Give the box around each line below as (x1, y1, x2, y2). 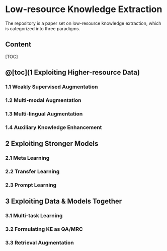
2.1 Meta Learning (5, 155, 50, 162)
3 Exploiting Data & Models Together (5, 197, 122, 206)
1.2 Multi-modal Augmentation (5, 97, 81, 104)
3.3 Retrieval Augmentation (5, 239, 74, 246)
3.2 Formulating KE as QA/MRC (5, 226, 83, 233)
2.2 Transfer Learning (5, 168, 60, 175)
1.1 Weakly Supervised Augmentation (5, 83, 98, 90)
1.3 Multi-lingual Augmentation (5, 110, 83, 117)
